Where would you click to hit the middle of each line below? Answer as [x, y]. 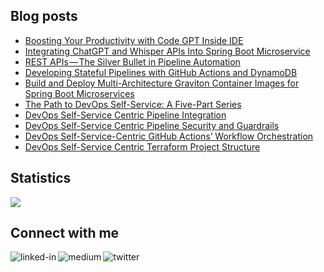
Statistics [41, 178]
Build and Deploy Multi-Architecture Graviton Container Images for [162, 83]
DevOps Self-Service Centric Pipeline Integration [125, 115]
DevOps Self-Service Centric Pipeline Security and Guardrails [152, 125]
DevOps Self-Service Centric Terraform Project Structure [142, 146]
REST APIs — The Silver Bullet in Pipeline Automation [132, 61]
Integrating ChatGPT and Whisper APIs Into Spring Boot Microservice [167, 51]
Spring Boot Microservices [79, 93]
